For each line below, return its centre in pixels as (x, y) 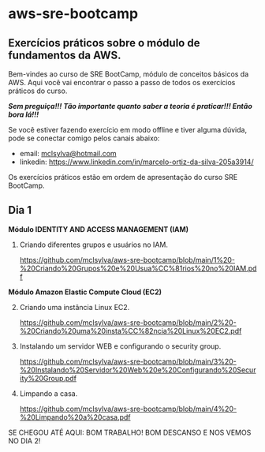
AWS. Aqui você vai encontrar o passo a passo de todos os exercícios (122, 82)
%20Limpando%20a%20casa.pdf (75, 417)
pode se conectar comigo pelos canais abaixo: (84, 138)
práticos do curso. (38, 91)
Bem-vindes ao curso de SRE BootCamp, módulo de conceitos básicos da (129, 74)
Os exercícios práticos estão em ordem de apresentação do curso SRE (123, 177)
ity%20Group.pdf (48, 378)
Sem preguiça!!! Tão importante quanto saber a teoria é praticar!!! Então (130, 106)
